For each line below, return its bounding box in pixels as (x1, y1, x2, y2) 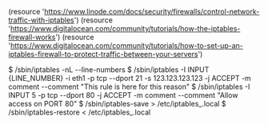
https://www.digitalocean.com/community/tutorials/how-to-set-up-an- (10, 41, 244, 50)
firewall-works (8, 32, 56, 42)
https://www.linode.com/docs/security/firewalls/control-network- (43, 7, 260, 16)
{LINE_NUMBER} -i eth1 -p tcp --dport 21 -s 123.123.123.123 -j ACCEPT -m (8, 74, 252, 83)
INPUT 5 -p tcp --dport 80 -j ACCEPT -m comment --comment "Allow (8, 91, 238, 99)
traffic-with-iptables (8, 15, 74, 25)
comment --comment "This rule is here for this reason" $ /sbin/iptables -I (8, 82, 250, 91)
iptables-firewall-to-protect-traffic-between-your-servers (8, 50, 198, 58)
